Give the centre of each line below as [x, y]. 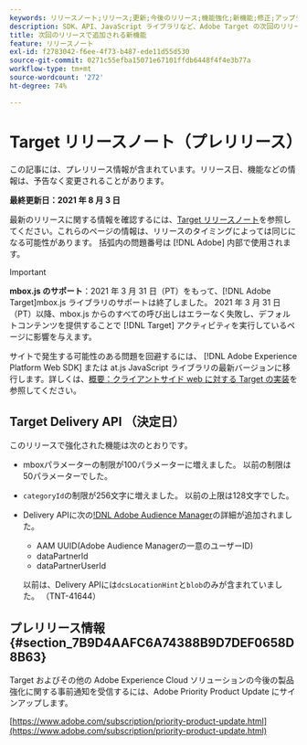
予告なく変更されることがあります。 [101, 180]
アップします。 [45, 703]
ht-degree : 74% [38, 86]
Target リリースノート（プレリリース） [156, 142]
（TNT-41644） [70, 596]
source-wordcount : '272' [57, 78]
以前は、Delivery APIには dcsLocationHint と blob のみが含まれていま [148, 585]
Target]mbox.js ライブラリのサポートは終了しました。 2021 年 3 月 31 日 [145, 302]
